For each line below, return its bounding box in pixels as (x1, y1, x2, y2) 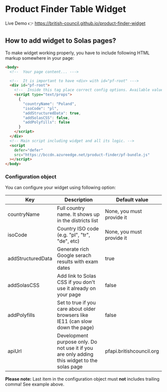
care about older (57, 305, 96, 312)
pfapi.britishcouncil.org (105, 348, 159, 355)
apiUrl (7, 348, 22, 355)
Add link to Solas (57, 273, 96, 280)
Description (64, 196, 93, 203)
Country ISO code (57, 225, 99, 232)
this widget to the (57, 357, 98, 364)
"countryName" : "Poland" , (23, 101, 77, 106)
